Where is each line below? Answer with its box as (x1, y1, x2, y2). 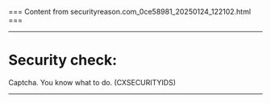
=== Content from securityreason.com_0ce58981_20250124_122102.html (8, 7, 252, 16)
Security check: (8, 51, 118, 69)
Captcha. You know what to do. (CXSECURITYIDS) (8, 77, 176, 87)
